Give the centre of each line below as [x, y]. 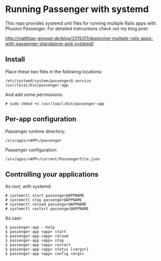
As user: [14, 218]
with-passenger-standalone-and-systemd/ [50, 43]
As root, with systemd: [28, 187]
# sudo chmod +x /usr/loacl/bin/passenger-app [55, 104]
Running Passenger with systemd [77, 9]
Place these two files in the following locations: [54, 71]
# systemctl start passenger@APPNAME [45, 196]
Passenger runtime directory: [35, 131]
